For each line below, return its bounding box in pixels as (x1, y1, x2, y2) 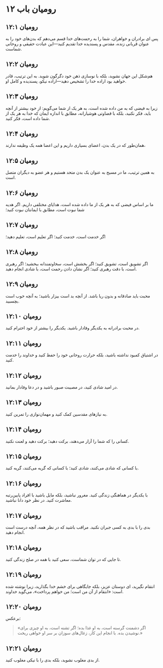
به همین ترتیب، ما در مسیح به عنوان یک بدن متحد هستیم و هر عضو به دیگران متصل (5, 169, 155, 176)
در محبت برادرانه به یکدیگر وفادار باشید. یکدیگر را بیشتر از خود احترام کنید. (5, 325, 140, 331)
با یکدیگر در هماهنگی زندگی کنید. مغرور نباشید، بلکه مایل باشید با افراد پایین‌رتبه (5, 492, 148, 498)
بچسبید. (5, 298, 20, 304)
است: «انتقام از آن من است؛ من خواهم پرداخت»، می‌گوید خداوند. (5, 588, 124, 594)
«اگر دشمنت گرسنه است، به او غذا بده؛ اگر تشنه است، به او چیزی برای (17, 625, 146, 631)
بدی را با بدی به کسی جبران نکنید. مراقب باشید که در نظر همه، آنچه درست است (5, 524, 150, 530)
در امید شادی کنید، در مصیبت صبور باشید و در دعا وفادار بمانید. (5, 384, 118, 390)
